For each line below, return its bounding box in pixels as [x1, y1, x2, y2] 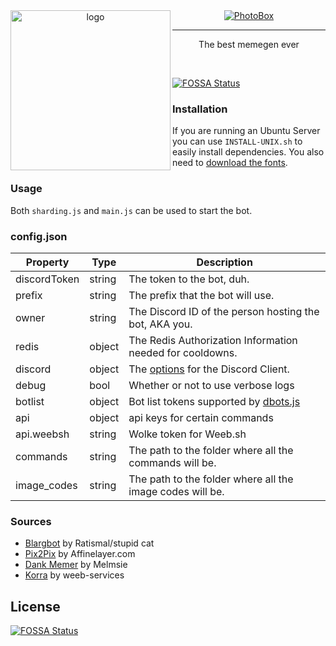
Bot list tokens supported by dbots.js [128, 394, 301, 408]
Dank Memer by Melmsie [24, 559, 128, 571]
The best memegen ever [198, 39, 300, 50]
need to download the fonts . [172, 157, 288, 169]
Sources [10, 514, 52, 528]
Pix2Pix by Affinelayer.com [24, 548, 136, 560]
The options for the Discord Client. [128, 362, 290, 376]
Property [25, 255, 70, 269]
